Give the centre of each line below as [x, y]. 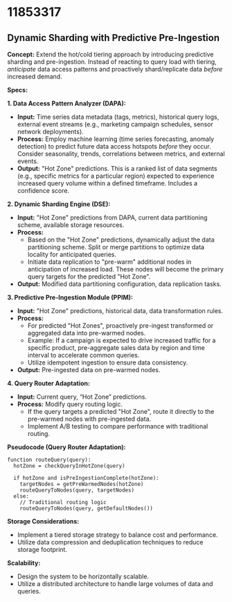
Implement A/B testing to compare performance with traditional [118, 426]
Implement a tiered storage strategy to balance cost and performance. [117, 535]
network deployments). [51, 132]
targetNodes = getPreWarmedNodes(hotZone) [82, 484]
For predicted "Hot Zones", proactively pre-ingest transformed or [121, 326]
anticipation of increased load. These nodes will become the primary [125, 269]
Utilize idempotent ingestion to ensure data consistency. [108, 362]
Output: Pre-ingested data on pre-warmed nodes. [89, 370]
